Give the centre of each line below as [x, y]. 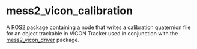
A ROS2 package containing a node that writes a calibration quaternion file [98, 27]
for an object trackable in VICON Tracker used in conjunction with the [92, 33]
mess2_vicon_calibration [70, 11]
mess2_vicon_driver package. [43, 40]
